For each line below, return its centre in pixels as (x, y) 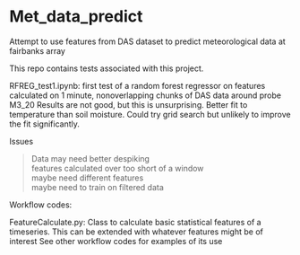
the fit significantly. (45, 124)
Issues (21, 141)
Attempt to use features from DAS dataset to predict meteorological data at (148, 41)
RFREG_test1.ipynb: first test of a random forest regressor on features (137, 85)
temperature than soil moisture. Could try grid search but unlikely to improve (150, 114)
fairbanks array (37, 50)
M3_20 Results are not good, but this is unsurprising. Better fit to (129, 104)
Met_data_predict (76, 17)
